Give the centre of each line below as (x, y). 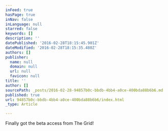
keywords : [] (19, 34)
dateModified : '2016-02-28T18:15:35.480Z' (51, 48)
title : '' (16, 81)
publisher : (17, 57)
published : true (22, 95)
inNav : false (19, 19)
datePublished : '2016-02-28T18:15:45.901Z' (52, 43)
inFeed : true (19, 10)
